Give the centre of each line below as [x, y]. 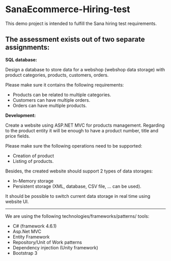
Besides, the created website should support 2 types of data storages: [79, 171]
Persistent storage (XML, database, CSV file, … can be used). [77, 186]
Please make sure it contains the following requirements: [65, 84]
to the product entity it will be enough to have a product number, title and [82, 130]
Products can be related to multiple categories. [62, 95]
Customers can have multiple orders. [51, 100]
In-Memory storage [33, 181]
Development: [21, 115]
